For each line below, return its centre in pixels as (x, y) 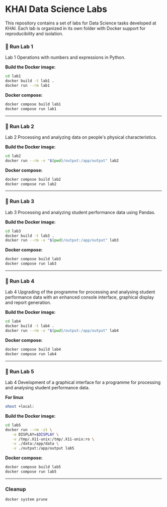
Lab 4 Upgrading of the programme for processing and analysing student (80, 292)
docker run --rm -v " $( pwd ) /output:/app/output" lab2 (62, 161)
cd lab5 (13, 425)
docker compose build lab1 (33, 104)
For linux (14, 397)
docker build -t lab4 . (30, 326)
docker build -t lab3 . (30, 236)
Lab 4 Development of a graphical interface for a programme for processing (83, 382)
